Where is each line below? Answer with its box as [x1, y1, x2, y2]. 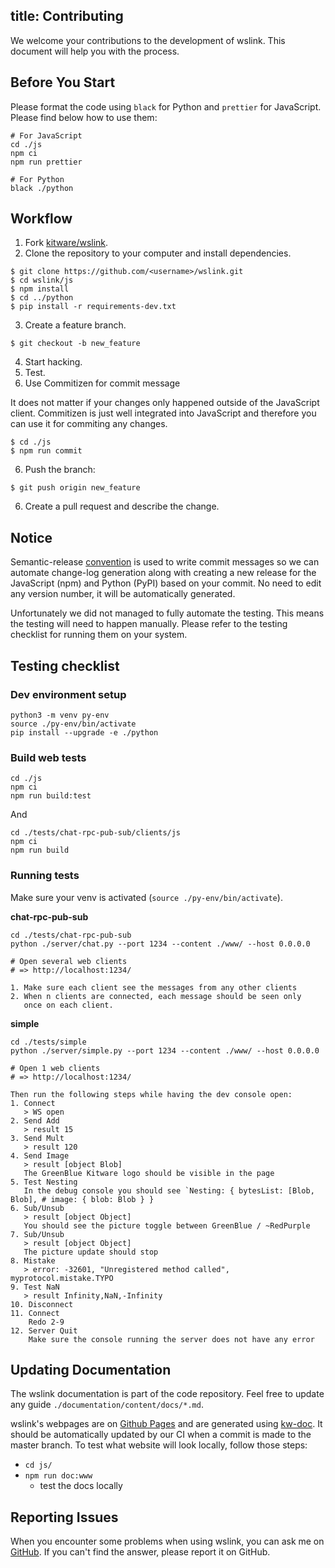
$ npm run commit [10, 446, 83, 456]
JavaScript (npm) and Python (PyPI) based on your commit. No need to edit [10, 577, 322, 589]
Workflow [10, 210, 73, 228]
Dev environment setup [10, 687, 127, 701]
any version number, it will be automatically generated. [10, 588, 236, 600]
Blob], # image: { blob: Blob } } [10, 1194, 155, 1204]
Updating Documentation [10, 1361, 172, 1378]
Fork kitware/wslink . [24, 237, 109, 249]
